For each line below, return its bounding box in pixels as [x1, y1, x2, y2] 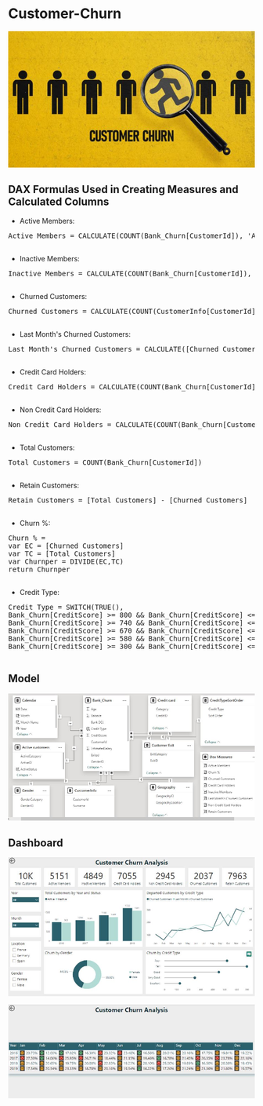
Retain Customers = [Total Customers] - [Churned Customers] [8, 495, 248, 505]
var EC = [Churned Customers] [8, 541, 124, 550]
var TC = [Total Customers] [8, 549, 116, 558]
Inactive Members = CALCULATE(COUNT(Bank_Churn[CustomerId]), [8, 268, 252, 278]
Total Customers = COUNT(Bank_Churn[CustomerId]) [8, 458, 203, 467]
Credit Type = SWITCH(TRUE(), [8, 602, 124, 611]
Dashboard [8, 836, 63, 849]
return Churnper [8, 564, 70, 574]
